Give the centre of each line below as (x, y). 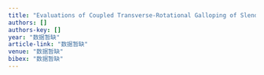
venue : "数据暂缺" (36, 52)
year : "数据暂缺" (34, 37)
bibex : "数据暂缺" (36, 59)
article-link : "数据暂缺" (48, 45)
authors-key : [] (35, 30)
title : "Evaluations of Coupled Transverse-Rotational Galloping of (123, 15)
